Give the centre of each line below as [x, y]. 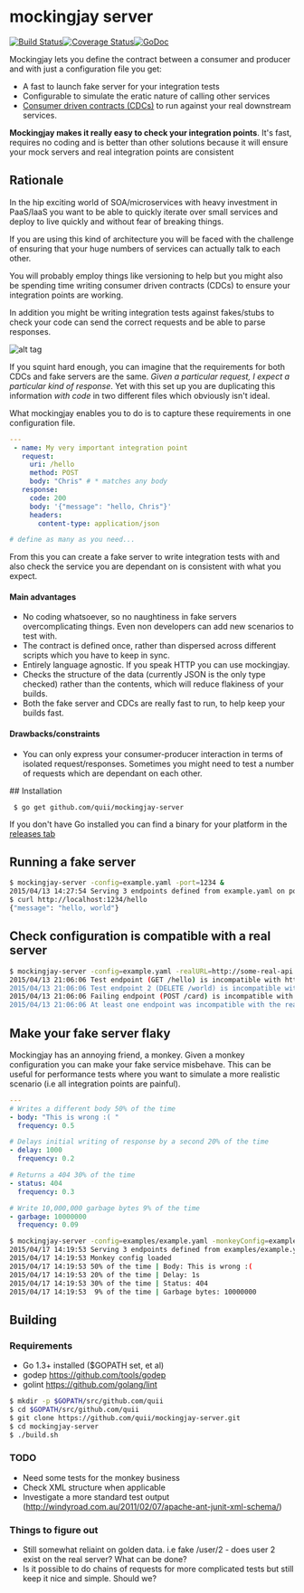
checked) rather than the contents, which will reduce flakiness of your [153, 684]
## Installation [36, 791]
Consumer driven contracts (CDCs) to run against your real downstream [157, 105]
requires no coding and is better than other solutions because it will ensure [149, 142]
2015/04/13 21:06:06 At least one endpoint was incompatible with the [145, 1005]
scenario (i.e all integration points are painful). [95, 1084]
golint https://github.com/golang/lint [90, 1385]
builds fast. [43, 713]
